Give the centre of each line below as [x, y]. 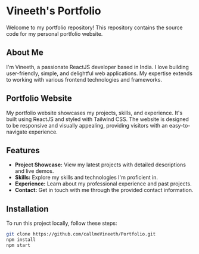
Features [23, 150]
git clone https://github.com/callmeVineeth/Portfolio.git [81, 234]
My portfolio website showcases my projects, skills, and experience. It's [94, 113]
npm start [18, 245]
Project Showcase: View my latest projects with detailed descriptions [100, 165]
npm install [21, 240]
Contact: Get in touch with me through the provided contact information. [104, 190]
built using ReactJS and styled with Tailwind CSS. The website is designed [98, 119]
